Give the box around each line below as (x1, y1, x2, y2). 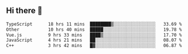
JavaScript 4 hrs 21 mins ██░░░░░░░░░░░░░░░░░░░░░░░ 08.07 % (6, 37, 182, 44)
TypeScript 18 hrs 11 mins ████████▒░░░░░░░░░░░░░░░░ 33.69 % (6, 21, 182, 27)
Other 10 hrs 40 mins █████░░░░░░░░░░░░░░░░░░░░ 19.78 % (6, 27, 182, 33)
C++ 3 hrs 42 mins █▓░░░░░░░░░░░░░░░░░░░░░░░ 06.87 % (6, 43, 182, 49)
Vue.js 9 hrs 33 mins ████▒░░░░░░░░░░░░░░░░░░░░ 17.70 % (6, 32, 182, 38)
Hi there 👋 (6, 6, 43, 16)
